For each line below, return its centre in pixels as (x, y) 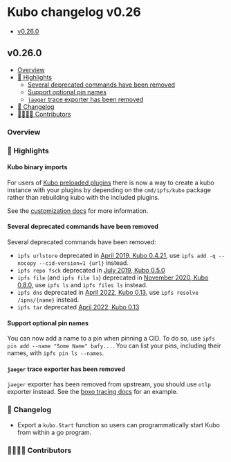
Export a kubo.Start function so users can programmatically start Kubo (118, 425)
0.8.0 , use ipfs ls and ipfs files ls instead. (82, 285)
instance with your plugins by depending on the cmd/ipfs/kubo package (109, 190)
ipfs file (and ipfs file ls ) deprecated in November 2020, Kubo (113, 277)
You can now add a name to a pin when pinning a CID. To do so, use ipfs (111, 339)
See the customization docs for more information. (78, 211)
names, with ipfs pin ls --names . (56, 353)
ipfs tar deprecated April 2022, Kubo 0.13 (78, 307)
